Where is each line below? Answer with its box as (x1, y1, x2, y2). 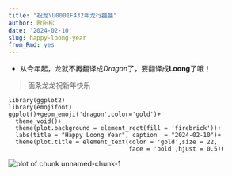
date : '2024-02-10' (8, 26, 73, 34)
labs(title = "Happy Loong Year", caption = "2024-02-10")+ (15, 132, 222, 140)
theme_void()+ (15, 117, 62, 125)
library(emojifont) (8, 104, 73, 112)
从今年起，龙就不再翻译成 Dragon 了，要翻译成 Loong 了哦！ (19, 64, 211, 74)
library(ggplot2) (8, 97, 66, 105)
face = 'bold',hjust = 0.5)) (128, 145, 225, 153)
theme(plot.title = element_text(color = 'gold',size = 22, (15, 138, 218, 147)
